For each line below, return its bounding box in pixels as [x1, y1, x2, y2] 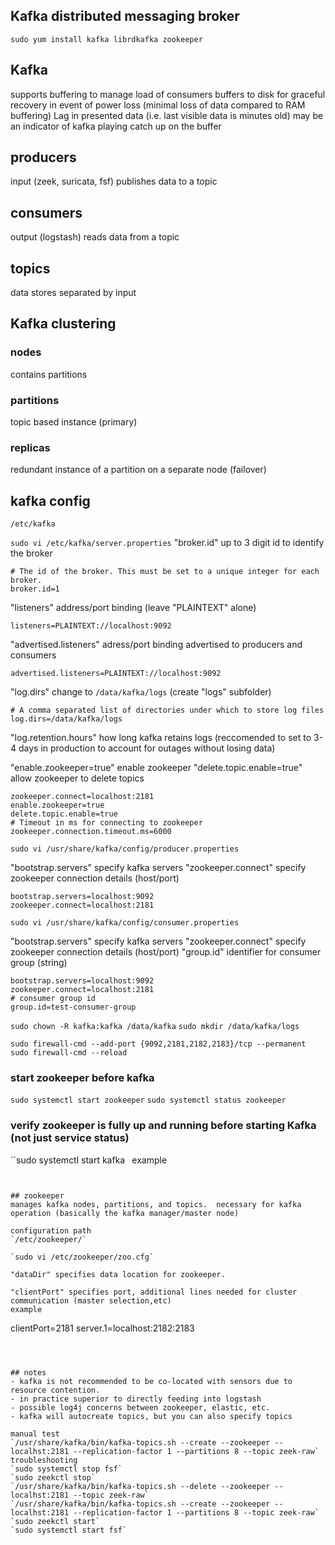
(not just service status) [10, 1131, 130, 1145]
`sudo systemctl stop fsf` [10, 1464, 123, 1474]
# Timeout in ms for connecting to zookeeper [10, 818, 203, 828]
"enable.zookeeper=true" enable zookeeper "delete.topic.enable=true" [10, 762, 303, 774]
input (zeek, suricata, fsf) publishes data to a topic [10, 175, 218, 188]
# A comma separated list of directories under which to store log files [10, 705, 325, 716]
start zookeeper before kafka [10, 1071, 155, 1085]
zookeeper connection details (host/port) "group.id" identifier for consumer [10, 946, 322, 958]
